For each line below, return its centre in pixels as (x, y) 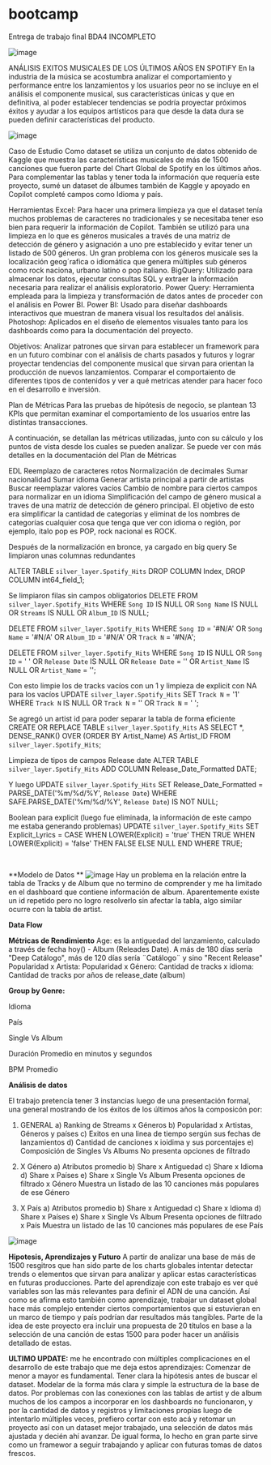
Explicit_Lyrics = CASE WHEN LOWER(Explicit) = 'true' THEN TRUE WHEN (132, 834)
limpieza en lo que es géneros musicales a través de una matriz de (119, 235)
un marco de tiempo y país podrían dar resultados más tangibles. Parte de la (135, 1317)
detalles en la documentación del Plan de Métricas (93, 455)
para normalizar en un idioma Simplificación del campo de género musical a (135, 496)
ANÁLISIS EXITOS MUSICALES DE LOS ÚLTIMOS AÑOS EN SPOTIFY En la (131, 68)
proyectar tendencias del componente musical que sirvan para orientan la (131, 363)
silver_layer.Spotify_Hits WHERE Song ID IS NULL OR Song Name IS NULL (133, 604)
